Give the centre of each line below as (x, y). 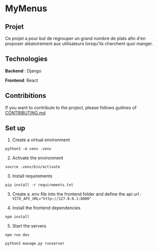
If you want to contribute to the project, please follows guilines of (71, 107)
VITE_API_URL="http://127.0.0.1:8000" (52, 199)
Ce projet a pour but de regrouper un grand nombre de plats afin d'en (75, 38)
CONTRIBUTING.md (25, 113)
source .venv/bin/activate (33, 167)
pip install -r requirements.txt (39, 185)
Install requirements (32, 176)
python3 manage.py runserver (35, 244)
